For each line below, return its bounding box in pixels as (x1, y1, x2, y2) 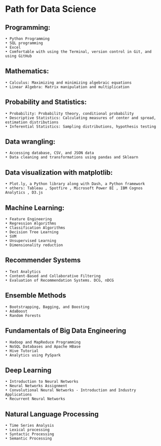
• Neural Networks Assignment (5, 384, 68, 389)
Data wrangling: (5, 138, 55, 146)
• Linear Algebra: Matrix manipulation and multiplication (5, 84, 130, 90)
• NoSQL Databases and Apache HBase (5, 344, 81, 349)
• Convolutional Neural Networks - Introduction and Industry (5, 388, 136, 393)
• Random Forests (5, 313, 41, 318)
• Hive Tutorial (5, 348, 39, 353)
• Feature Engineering (5, 217, 52, 222)
